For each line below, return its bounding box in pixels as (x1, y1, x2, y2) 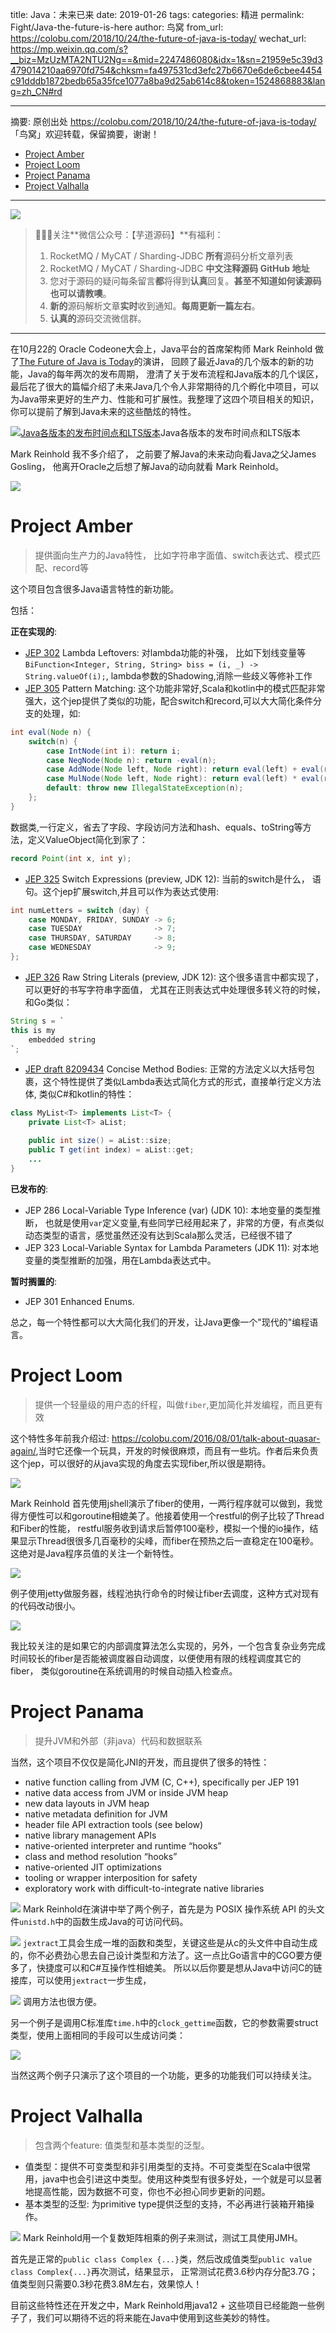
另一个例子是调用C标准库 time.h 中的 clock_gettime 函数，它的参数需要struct (10, 2016, 319, 2028)
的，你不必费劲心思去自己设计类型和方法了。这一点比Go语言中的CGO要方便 (10, 1949, 323, 1961)
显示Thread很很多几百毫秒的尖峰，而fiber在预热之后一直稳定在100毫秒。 (18, 1534, 320, 1547)
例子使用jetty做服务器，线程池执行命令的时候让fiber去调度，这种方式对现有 (10, 1587, 320, 1599)
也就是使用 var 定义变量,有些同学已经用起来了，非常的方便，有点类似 (44, 1216, 325, 1228)
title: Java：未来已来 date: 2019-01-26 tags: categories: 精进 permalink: (10, 9, 305, 20)
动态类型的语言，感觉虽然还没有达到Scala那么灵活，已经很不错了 (24, 1229, 294, 1241)
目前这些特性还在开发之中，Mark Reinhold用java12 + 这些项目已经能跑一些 (10, 2299, 317, 2311)
